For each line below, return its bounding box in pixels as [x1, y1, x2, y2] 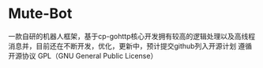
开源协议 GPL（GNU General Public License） [8, 51, 158, 60]
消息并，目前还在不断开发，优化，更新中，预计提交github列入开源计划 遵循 [8, 41, 253, 51]
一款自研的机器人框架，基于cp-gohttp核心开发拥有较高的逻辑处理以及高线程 [8, 31, 255, 41]
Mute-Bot [8, 5, 73, 23]
